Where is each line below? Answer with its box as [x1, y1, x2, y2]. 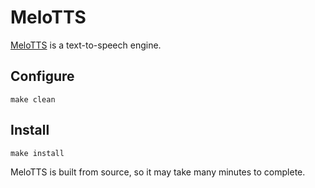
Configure [10, 68, 75, 85]
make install [10, 148, 65, 158]
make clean [10, 94, 56, 105]
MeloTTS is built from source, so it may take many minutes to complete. [10, 166, 306, 178]
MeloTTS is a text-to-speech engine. [10, 39, 162, 51]
